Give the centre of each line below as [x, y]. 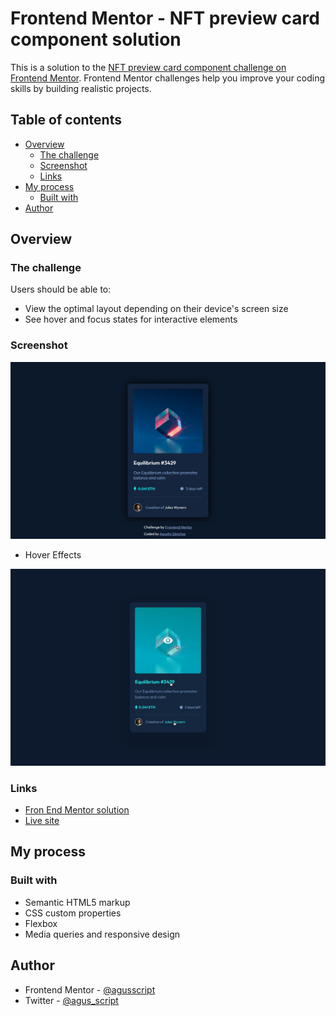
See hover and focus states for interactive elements [131, 319]
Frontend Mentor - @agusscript [90, 989]
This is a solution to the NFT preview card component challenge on [148, 67]
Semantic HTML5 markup [77, 902]
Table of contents [66, 120]
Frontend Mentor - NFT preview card [165, 18]
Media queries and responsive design [102, 934]
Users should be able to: [61, 289]
